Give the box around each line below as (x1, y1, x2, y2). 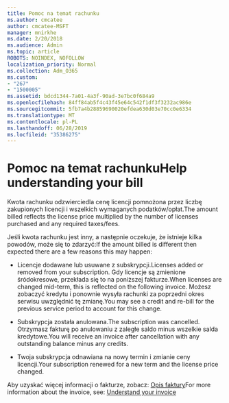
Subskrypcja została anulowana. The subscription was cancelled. (16, 318, 200, 326)
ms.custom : (7, 73, 38, 81)
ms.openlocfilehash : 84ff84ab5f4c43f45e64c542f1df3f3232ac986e (7, 99, 192, 106)
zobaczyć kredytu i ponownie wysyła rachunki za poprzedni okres (16, 290, 204, 298)
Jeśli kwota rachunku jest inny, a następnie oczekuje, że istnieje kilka (7, 233, 202, 241)
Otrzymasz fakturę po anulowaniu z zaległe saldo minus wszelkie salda (16, 325, 218, 333)
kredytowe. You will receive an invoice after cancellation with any (16, 332, 200, 341)
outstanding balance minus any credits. (16, 340, 129, 348)
